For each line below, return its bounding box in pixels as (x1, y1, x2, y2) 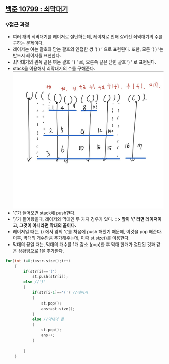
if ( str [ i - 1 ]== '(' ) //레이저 (32, 290, 88, 295)
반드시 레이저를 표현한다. (12, 52, 61, 58)
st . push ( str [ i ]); (32, 274, 69, 279)
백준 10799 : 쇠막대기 (5, 5, 68, 14)
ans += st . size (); (41, 306, 75, 311)
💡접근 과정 (5, 21, 29, 28)
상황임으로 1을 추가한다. (18, 248, 64, 254)
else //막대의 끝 (32, 317, 64, 322)
